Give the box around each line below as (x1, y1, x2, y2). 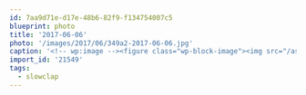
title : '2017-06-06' (9, 30, 88, 39)
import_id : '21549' (9, 55, 84, 64)
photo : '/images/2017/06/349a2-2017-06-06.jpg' (9, 38, 194, 48)
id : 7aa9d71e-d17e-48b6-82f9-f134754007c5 (9, 13, 173, 23)
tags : (9, 64, 30, 73)
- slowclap (17, 72, 59, 81)
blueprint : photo (9, 22, 76, 31)
